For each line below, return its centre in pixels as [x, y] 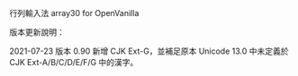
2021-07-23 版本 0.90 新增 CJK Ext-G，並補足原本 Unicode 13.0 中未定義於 [149, 51]
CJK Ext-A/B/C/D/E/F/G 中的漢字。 [74, 62]
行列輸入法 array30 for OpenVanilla [74, 13]
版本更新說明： [37, 32]
